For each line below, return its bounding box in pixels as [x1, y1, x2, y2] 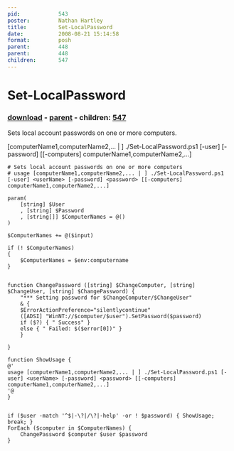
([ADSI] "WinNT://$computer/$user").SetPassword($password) [20, 313, 202, 320]
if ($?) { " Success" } [20, 319, 91, 327]
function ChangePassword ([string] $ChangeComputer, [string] [7, 282, 196, 289]
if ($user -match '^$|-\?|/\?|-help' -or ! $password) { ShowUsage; [7, 413, 215, 420]
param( [7, 195, 27, 202]
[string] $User [20, 201, 65, 208]
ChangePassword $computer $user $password [20, 431, 148, 438]
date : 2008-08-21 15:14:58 [7, 30, 119, 38]
